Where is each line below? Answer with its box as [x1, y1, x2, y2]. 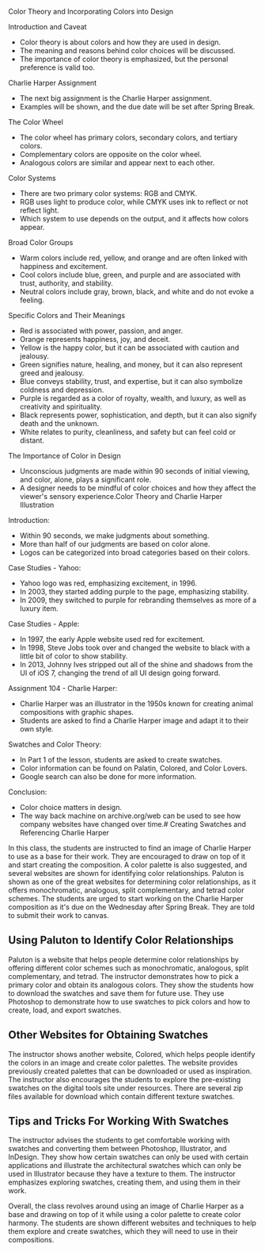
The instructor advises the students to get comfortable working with [8, 1135, 230, 1145]
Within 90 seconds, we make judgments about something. [19, 531, 210, 540]
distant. [19, 436, 45, 445]
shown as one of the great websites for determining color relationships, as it [8, 877, 256, 886]
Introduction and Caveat [8, 22, 87, 31]
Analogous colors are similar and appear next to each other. [19, 158, 215, 167]
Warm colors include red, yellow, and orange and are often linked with [19, 253, 248, 263]
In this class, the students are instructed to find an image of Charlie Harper [8, 843, 252, 852]
